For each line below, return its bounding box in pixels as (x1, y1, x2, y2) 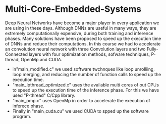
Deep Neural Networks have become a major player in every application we (5, 20, 160, 26)
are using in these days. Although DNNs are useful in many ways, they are (5, 25, 157, 31)
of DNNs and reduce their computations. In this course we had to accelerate (5, 41, 161, 46)
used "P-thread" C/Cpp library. (12, 92, 76, 98)
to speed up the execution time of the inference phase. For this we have (12, 87, 160, 93)
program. (12, 113, 31, 119)
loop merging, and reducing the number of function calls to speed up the (12, 71, 161, 77)
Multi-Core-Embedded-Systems (5, 3, 142, 15)
